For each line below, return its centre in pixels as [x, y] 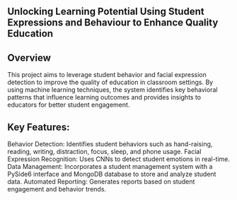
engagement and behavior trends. [57, 189]
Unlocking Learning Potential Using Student [106, 12]
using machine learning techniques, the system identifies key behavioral [112, 90]
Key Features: [39, 127]
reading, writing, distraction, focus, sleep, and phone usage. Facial [104, 152]
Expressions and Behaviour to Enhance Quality [113, 23]
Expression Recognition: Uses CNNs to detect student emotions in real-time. [119, 159]
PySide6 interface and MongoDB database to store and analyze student [112, 174]
